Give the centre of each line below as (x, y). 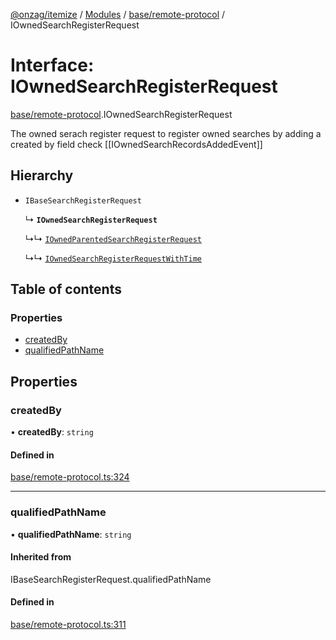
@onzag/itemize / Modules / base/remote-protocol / (118, 14)
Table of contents (66, 289)
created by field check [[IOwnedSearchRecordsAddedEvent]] (136, 144)
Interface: (52, 65)
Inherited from (41, 557)
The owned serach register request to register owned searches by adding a (166, 133)
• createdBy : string (52, 432)
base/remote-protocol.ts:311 (68, 625)
